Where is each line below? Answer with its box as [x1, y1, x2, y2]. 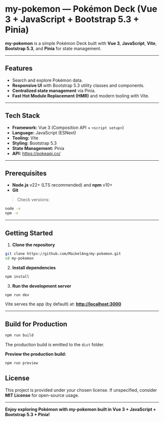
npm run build [5, 333, 34, 338]
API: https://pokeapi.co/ [12, 150, 61, 156]
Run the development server [12, 283, 72, 289]
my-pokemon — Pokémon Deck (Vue [5, 3, 158, 15]
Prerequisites [5, 169, 47, 177]
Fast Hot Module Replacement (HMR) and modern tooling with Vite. [12, 93, 150, 99]
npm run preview [5, 360, 38, 366]
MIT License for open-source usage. [5, 392, 80, 398]
